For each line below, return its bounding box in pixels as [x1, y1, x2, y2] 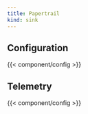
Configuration [7, 42, 69, 54]
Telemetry [7, 80, 52, 92]
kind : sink [7, 17, 38, 23]
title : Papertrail [7, 10, 60, 17]
